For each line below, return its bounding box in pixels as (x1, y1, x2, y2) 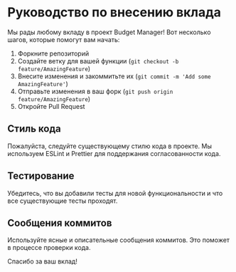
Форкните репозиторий (17, 49, 90, 58)
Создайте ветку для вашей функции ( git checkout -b (17, 56, 179, 65)
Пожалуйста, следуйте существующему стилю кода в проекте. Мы (7, 142, 212, 150)
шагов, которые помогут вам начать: (7, 35, 120, 43)
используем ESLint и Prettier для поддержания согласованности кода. (7, 149, 221, 157)
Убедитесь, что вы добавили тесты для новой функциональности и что (7, 189, 223, 197)
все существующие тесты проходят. (7, 197, 118, 205)
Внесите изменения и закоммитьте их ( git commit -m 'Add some (17, 72, 211, 80)
